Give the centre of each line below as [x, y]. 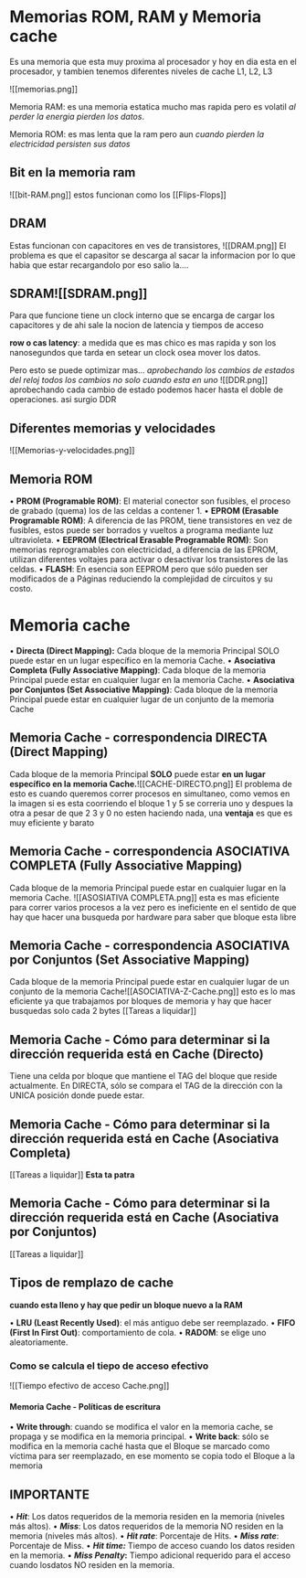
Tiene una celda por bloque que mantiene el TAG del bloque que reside [143, 1076]
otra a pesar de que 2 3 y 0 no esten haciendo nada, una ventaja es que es [151, 813]
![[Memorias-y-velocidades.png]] [72, 451]
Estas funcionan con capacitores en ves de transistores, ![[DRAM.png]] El [148, 245]
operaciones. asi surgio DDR [63, 400]
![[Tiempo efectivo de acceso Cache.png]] [90, 1385]
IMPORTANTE [49, 1494]
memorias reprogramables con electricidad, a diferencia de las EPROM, [144, 549]
